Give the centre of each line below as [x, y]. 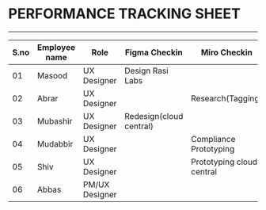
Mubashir [55, 121]
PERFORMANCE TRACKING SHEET [125, 14]
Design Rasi [146, 71]
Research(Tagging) [227, 98]
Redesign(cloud [154, 116]
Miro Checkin [227, 52]
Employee [56, 47]
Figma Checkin [154, 52]
